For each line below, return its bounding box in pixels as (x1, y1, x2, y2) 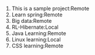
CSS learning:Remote (11, 42, 63, 49)
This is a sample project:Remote (11, 5, 90, 12)
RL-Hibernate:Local (11, 23, 59, 30)
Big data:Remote (11, 18, 52, 24)
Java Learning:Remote (11, 30, 66, 37)
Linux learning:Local (11, 36, 61, 43)
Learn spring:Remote (11, 11, 63, 18)
